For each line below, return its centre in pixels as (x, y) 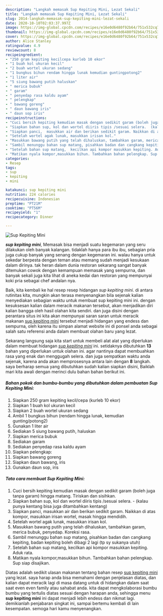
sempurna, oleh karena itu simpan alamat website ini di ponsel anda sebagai (81, 326)
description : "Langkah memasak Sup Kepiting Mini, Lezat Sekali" (73, 9)
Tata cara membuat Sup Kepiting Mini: (45, 479)
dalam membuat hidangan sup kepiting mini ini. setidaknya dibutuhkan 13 (78, 346)
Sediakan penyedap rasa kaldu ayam (49, 446)
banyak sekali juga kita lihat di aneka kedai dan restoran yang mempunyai (79, 275)
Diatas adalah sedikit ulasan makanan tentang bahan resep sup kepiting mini (82, 572)
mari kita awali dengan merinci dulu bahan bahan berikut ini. (66, 372)
